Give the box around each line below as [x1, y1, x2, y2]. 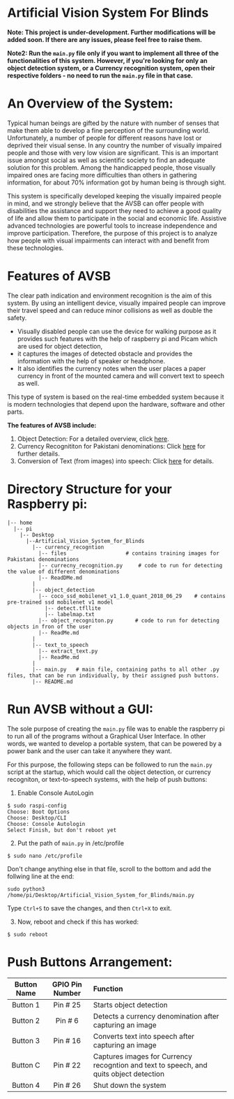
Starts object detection [93, 1000, 169, 1010]
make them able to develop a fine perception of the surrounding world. [7, 126, 210, 134]
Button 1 [11, 1000, 40, 1010]
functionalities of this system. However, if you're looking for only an [7, 56, 208, 64]
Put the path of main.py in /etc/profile [17, 838, 124, 847]
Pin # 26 [53, 1080, 81, 1090]
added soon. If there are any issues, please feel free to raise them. [7, 35, 203, 43]
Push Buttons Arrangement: [7, 954, 173, 970]
